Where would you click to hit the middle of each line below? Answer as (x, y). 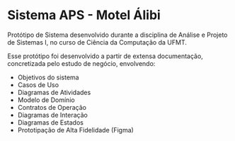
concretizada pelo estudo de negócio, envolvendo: (81, 63)
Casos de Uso (38, 84)
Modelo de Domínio (46, 100)
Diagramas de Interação (53, 115)
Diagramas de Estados (50, 122)
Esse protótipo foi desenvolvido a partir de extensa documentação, (105, 56)
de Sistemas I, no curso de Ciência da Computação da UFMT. (97, 42)
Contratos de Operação (52, 107)
